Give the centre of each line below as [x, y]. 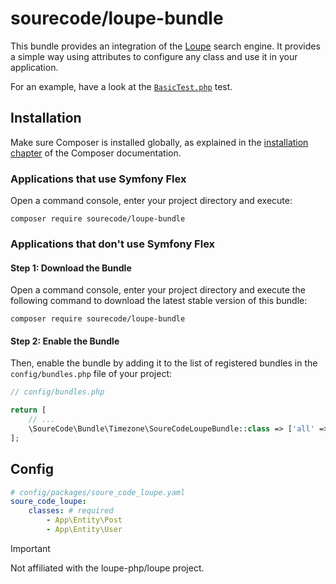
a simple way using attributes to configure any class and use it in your [154, 56]
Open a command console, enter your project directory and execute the [158, 290]
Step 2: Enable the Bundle [65, 341]
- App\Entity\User [84, 530]
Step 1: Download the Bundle [71, 268]
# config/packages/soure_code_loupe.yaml [98, 492]
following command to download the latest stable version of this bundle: [159, 301]
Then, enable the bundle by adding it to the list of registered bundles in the [164, 363]
